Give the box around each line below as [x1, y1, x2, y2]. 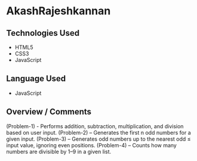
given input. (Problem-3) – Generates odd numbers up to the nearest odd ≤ [6, 135, 191, 143]
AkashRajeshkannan [6, 4, 111, 18]
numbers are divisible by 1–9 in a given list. [6, 148, 112, 155]
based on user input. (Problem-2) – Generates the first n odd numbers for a [6, 129, 191, 136]
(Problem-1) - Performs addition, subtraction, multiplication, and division [6, 122, 184, 129]
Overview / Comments [6, 107, 91, 117]
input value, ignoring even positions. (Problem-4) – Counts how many [6, 141, 177, 148]
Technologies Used [6, 28, 79, 38]
